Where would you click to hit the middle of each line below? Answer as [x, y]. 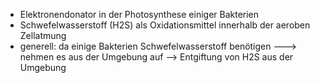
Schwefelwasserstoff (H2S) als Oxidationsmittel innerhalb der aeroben [165, 25]
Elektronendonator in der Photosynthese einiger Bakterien [139, 14]
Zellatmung [43, 35]
